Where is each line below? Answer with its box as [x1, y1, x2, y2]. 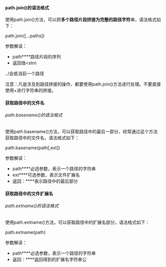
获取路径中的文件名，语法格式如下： [5, 135, 80, 141]
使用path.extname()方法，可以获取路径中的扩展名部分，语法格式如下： [5, 219, 150, 225]
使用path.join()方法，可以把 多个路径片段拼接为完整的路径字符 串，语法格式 [5, 16, 157, 22]
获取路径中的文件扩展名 [5, 190, 53, 197]
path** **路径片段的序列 [12, 54, 61, 60]
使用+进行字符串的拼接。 [5, 87, 56, 93]
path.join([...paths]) [5, 33, 45, 39]
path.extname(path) [5, 229, 46, 235]
